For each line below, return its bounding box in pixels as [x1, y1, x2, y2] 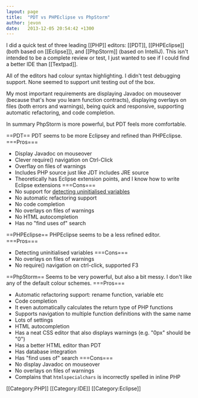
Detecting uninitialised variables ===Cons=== [14, 249, 128, 256]
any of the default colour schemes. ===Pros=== [6, 279, 125, 287]
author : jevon [6, 20, 42, 26]
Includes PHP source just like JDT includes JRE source [14, 169, 149, 176]
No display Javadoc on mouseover [14, 361, 100, 368]
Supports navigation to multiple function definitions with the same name [14, 310, 191, 318]
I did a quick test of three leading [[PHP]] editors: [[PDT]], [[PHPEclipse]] [6, 42, 184, 49]
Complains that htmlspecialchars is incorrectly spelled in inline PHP [14, 374, 181, 381]
